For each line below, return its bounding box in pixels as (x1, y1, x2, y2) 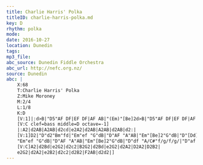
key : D (6, 20, 23, 26)
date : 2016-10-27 (6, 37, 50, 43)
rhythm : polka (6, 25, 42, 32)
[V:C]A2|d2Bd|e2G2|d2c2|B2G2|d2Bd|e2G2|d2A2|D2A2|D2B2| (17, 143, 161, 150)
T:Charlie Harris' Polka (17, 88, 80, 94)
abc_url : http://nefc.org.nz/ (6, 65, 83, 71)
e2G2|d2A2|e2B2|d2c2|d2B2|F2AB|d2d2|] (17, 149, 115, 155)
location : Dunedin (6, 43, 53, 49)
